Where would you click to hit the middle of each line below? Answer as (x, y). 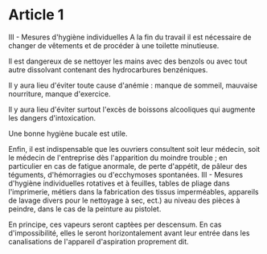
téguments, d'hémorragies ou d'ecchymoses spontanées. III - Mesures (126, 174)
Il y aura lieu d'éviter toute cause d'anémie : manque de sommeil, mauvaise (133, 85)
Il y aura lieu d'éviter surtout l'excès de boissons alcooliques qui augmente (132, 109)
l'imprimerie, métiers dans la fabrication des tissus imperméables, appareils (133, 191)
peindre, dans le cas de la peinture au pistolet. (85, 209)
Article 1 (36, 15)
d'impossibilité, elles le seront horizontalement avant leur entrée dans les (129, 233)
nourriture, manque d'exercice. (60, 93)
